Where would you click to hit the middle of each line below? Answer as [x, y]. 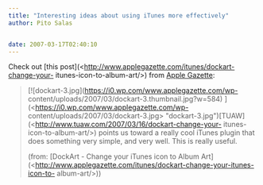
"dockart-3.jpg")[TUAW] [205, 116]
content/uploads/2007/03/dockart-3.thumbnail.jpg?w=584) [125, 99]
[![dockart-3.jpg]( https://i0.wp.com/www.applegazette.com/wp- [133, 91]
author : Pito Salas [41, 23]
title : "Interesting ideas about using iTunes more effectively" [118, 15]
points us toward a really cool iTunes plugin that [177, 133]
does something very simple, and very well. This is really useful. [132, 141]
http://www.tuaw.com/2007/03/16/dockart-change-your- [129, 125]
